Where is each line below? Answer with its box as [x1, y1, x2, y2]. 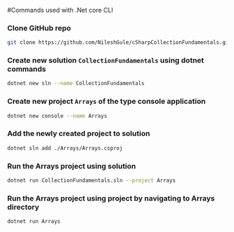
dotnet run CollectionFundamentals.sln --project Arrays [7, 177, 176, 184]
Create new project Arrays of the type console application [7, 97, 206, 107]
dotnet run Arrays [7, 218, 61, 225]
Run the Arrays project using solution [7, 161, 136, 171]
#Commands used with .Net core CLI [7, 6, 114, 14]
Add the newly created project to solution [7, 129, 150, 139]
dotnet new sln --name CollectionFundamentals [7, 80, 145, 87]
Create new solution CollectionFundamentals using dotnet [7, 56, 204, 65]
